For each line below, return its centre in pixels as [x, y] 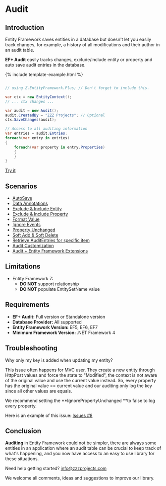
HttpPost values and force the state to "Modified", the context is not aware [81, 375]
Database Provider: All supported [47, 322]
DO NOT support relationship [49, 284]
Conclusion [23, 431]
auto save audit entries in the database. [45, 65]
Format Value [26, 219]
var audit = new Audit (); [32, 110]
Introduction [25, 28]
